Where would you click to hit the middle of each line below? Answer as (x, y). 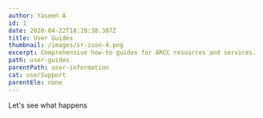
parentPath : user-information (59, 68)
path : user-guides (39, 61)
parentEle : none (35, 82)
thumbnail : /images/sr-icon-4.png (66, 45)
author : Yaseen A (37, 16)
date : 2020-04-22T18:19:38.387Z (62, 30)
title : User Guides (41, 38)
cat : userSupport (37, 75)
